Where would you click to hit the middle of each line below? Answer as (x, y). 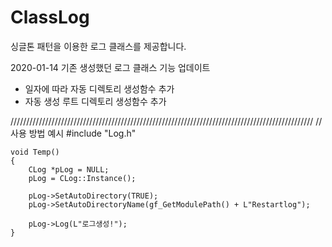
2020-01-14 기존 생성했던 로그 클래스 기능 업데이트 (110, 67)
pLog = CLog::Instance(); (82, 178)
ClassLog (50, 17)
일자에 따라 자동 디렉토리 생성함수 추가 (99, 88)
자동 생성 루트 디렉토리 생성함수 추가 (95, 101)
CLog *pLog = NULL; (69, 169)
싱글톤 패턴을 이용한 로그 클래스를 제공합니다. (98, 46)
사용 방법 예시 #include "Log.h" (73, 133)
